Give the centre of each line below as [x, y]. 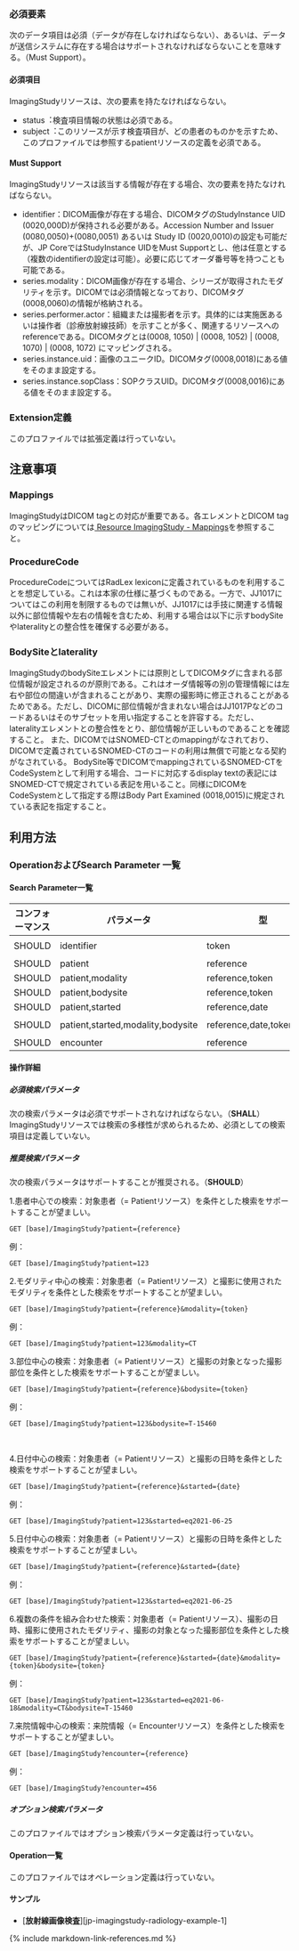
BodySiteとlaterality [53, 652]
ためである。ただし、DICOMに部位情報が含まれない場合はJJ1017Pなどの [142, 706]
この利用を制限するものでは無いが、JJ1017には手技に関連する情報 [161, 604]
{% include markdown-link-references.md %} [93, 1938]
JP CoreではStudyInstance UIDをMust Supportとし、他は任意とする [162, 248]
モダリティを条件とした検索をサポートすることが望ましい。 [118, 1292]
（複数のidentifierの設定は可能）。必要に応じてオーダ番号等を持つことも [154, 258]
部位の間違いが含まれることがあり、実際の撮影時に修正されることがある [157, 695]
